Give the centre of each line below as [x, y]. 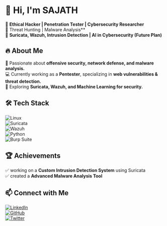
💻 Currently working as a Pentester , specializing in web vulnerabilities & [82, 74]
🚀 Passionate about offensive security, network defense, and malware [80, 63]
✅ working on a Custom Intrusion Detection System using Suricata [75, 171]
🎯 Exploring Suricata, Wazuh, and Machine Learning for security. [74, 87]
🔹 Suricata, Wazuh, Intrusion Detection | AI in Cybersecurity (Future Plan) [84, 35]
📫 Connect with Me [37, 193]
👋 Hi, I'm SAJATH [41, 10]
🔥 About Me [24, 51]
